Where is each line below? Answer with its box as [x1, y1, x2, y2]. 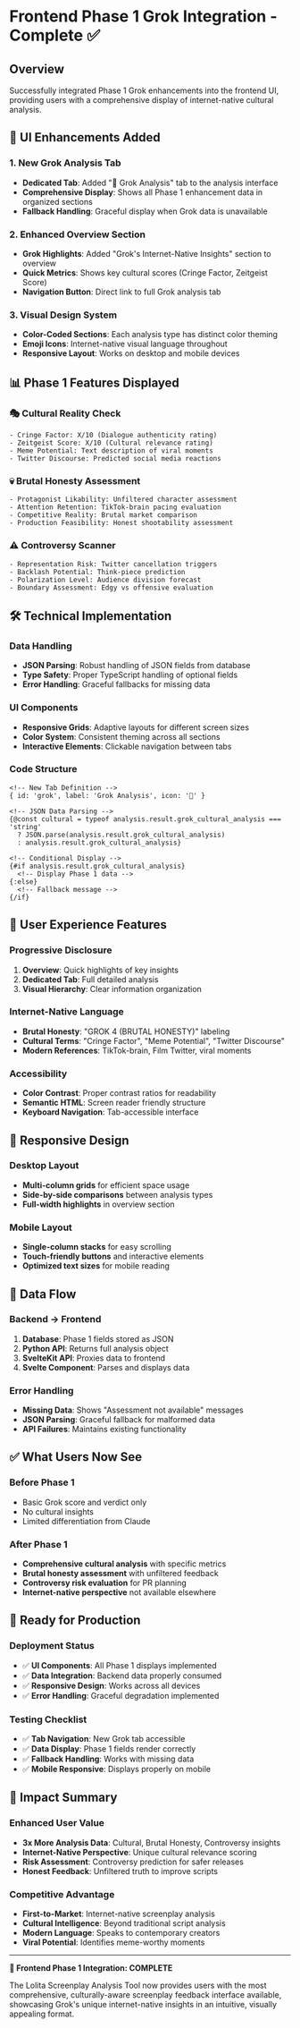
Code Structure [9, 763, 78, 776]
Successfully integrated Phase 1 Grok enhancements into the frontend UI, [9, 85, 279, 96]
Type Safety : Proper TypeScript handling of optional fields [21, 669, 238, 681]
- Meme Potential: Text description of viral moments [9, 445, 214, 455]
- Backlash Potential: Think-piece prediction [9, 567, 186, 576]
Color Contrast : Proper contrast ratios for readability [21, 1088, 217, 1099]
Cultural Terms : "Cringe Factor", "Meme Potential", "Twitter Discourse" [21, 1035, 286, 1046]
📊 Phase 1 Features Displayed [9, 375, 180, 390]
